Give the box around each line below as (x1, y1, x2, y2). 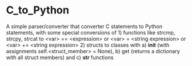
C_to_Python (6, 4, 70, 17)
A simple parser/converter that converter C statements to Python (6, 23, 163, 30)
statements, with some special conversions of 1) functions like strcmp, (6, 29, 176, 36)
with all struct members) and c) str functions (6, 54, 114, 61)
